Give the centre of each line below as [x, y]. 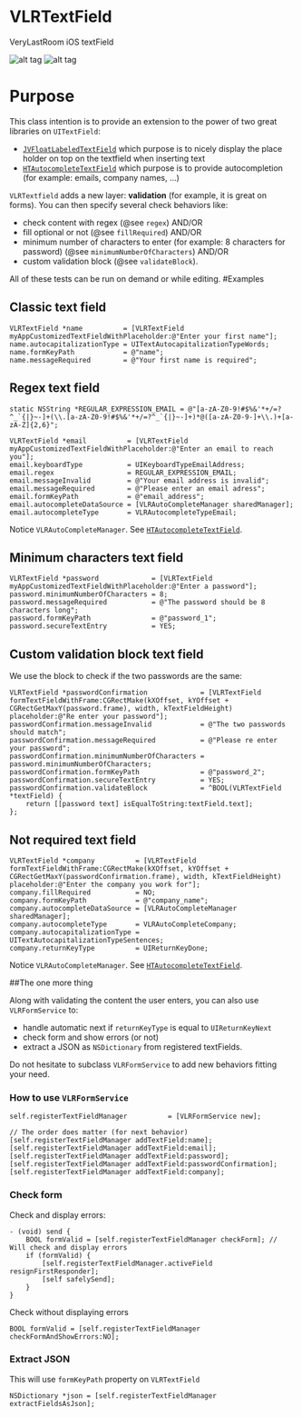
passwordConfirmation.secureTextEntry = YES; [117, 780]
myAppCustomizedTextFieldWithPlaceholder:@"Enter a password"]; [133, 587]
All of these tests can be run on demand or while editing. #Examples [137, 278]
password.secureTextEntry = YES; [93, 626]
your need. [29, 1073]
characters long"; [44, 611]
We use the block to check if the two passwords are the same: [126, 676]
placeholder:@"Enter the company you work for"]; [105, 884]
